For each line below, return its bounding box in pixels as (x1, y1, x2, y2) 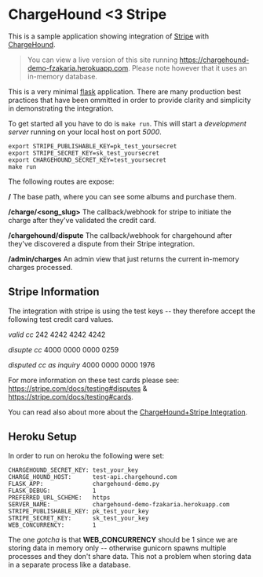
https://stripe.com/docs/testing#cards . (8, 392, 133, 401)
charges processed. (8, 262, 73, 272)
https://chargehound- (179, 55, 250, 64)
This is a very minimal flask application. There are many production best (8, 86, 241, 96)
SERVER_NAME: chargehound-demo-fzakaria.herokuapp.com (8, 500, 230, 508)
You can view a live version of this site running (27, 55, 178, 64)
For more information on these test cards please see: (8, 375, 180, 385)
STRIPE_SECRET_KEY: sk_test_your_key (8, 514, 149, 522)
